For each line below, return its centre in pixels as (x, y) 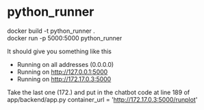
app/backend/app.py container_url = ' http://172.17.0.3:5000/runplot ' (102, 99)
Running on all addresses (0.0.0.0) (65, 64)
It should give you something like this (59, 51)
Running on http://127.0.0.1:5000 (62, 72)
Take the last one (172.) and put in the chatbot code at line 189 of (99, 92)
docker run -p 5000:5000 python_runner (65, 38)
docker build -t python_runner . (51, 31)
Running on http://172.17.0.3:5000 (64, 79)
